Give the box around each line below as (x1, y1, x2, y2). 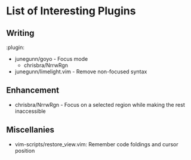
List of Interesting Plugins (6, 4, 136, 18)
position (14, 147, 35, 154)
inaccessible (14, 107, 46, 115)
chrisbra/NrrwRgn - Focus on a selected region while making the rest (14, 101, 185, 108)
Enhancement (6, 85, 60, 96)
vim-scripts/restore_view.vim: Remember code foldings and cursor (14, 140, 179, 147)
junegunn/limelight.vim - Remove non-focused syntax (14, 68, 147, 75)
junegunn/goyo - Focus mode (14, 56, 88, 62)
